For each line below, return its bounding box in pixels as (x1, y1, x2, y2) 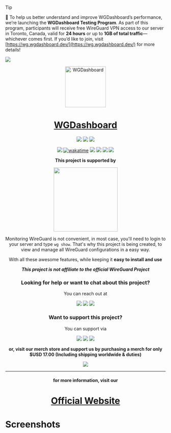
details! (5, 47, 21, 53)
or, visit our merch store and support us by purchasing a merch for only (8, 346, 163, 352)
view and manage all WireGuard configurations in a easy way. (21, 246, 150, 252)
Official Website (50, 395, 121, 407)
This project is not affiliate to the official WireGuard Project (21, 266, 150, 272)
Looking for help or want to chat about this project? (21, 279, 150, 286)
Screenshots (5, 418, 61, 430)
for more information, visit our (53, 377, 118, 384)
